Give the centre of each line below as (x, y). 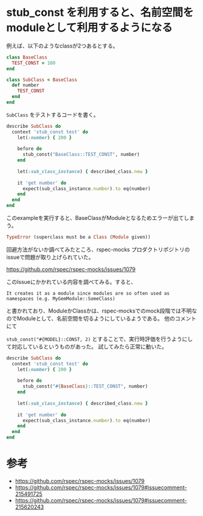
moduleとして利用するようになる (90, 28)
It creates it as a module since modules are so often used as (88, 293)
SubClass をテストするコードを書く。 (53, 115)
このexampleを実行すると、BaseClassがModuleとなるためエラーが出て (95, 218)
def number (26, 85)
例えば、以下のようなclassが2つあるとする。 (62, 46)
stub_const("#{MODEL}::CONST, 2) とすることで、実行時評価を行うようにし (100, 339)
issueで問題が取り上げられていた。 (50, 257)
